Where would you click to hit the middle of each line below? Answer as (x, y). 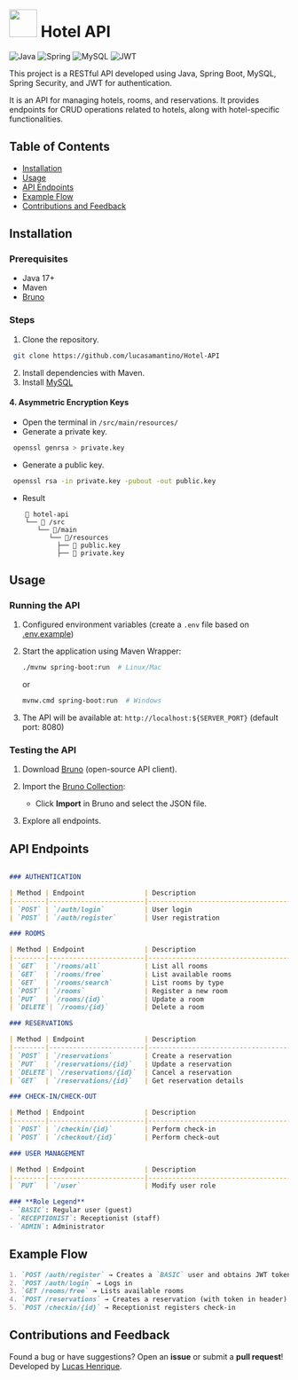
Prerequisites (39, 259)
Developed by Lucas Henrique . (66, 1366)
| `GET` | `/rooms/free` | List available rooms (121, 974)
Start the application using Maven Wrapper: (102, 651)
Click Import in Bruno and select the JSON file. (121, 804)
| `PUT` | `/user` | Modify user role (113, 1186)
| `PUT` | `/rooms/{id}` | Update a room (106, 999)
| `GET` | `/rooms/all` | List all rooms (109, 967)
